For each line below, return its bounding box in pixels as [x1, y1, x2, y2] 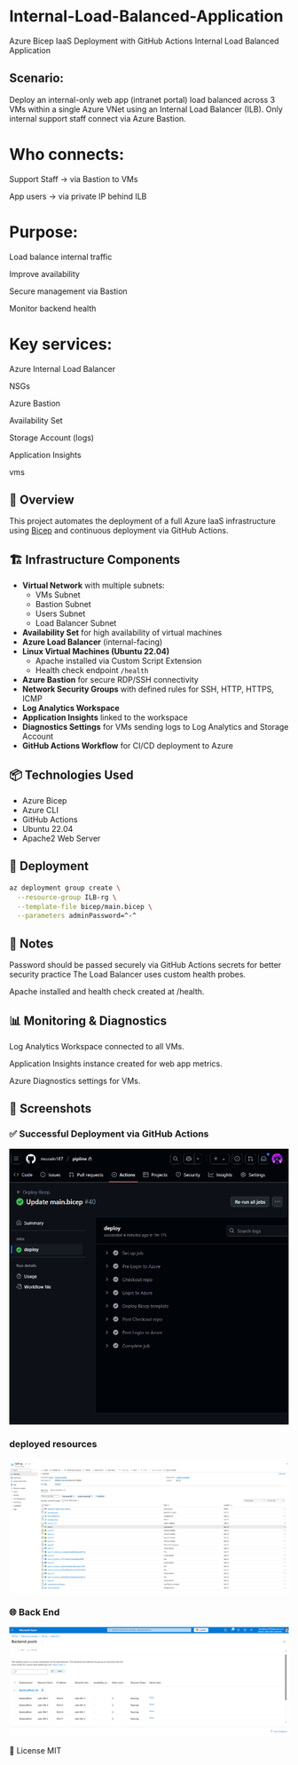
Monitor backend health [9, 303, 97, 313]
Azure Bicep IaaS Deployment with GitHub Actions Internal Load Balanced [9, 36, 279, 46]
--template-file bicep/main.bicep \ [17, 902, 153, 911]
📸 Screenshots [9, 1101, 92, 1116]
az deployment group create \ [9, 883, 122, 892]
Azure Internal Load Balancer [9, 363, 116, 374]
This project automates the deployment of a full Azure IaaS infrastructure [9, 516, 277, 526]
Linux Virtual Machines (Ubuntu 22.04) [21, 646, 170, 657]
